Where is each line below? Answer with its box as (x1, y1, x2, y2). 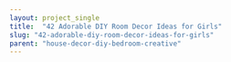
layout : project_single (9, 13, 100, 23)
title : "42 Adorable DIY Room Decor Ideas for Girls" (9, 22, 223, 31)
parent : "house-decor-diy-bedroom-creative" (9, 38, 182, 48)
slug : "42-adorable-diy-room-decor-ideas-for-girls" (9, 30, 215, 39)
